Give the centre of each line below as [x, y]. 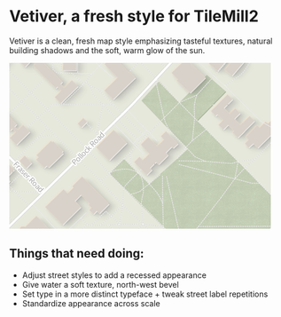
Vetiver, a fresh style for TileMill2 [134, 16]
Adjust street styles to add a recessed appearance [114, 275]
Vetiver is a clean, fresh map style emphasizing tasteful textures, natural [141, 41]
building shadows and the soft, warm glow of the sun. [107, 50]
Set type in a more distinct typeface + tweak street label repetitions [145, 294]
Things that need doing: [77, 254]
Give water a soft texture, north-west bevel [100, 284]
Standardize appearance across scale [91, 303]
